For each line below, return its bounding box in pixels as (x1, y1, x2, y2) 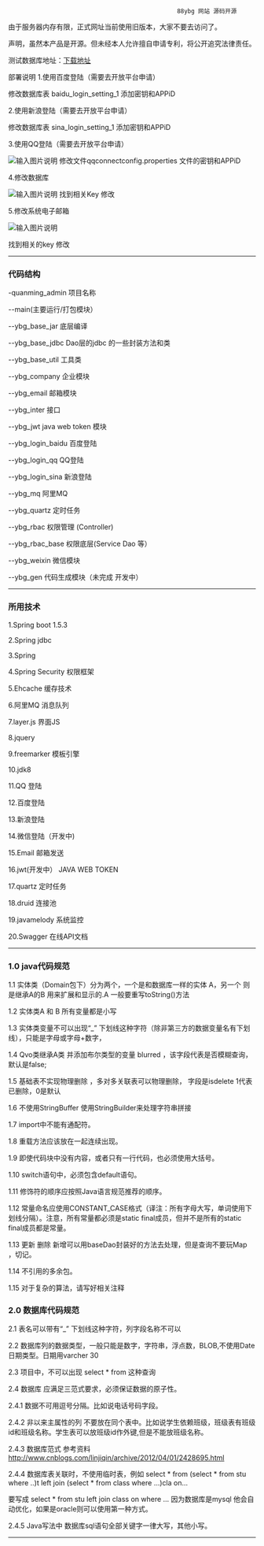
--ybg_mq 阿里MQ (8, 489, 68, 499)
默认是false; (8, 1059, 47, 1069)
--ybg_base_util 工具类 (8, 355, 82, 365)
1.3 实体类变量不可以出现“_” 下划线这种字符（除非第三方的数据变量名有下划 (8, 1023, 251, 1033)
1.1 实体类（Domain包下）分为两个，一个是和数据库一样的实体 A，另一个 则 (8, 980, 250, 989)
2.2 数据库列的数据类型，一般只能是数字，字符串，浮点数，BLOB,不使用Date (8, 1341, 255, 1351)
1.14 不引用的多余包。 (8, 1266, 77, 1276)
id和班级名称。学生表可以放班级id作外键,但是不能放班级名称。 (8, 1428, 208, 1437)
